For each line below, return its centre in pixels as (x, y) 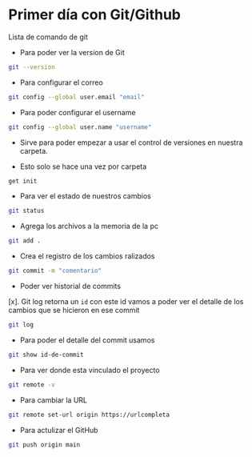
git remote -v (32, 385)
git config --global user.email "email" (77, 97)
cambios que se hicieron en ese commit (74, 311)
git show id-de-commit (46, 355)
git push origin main (44, 445)
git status (26, 211)
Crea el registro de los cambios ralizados (87, 256)
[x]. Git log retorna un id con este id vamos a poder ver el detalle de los (126, 302)
